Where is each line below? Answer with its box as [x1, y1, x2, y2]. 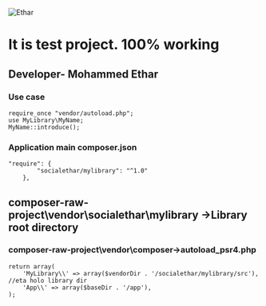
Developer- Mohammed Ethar [8, 67, 158, 81]
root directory [8, 221, 79, 234]
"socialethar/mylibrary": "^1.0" [37, 167, 149, 175]
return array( [8, 262, 56, 271]
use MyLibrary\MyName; [8, 116, 84, 124]
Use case [8, 91, 46, 102]
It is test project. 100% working [8, 36, 220, 54]
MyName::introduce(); [8, 123, 81, 131]
